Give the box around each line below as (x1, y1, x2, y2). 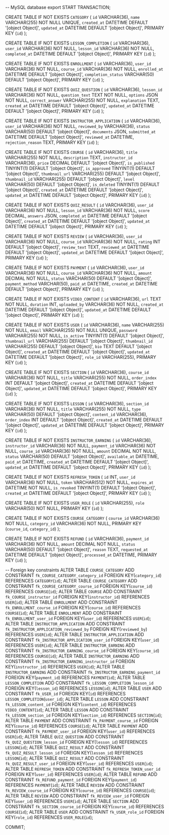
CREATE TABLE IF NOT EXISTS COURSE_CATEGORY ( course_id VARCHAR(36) (5, 515, 160, 521)
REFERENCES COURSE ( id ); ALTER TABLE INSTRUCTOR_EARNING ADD (5, 653, 140, 659)
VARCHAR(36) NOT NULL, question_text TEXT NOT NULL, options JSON (5, 92, 158, 98)
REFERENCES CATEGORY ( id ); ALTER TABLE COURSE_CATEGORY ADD (5, 578, 138, 583)
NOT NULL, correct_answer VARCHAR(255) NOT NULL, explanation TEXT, (5, 97, 160, 103)
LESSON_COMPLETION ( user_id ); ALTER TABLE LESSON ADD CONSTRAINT (5, 696, 149, 702)
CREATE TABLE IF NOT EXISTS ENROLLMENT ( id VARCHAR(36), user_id (5, 61, 151, 66)
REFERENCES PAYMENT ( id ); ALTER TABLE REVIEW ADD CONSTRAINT (5, 782, 145, 788)
